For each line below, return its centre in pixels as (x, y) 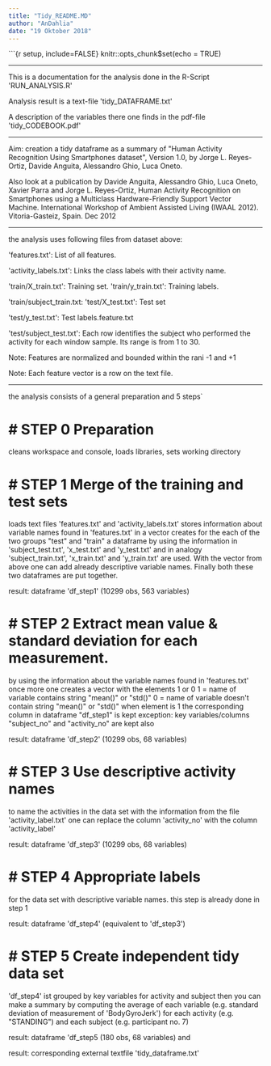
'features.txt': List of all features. (63, 255)
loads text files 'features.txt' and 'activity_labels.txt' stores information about (135, 524)
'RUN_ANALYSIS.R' (40, 86)
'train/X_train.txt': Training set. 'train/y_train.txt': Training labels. (114, 286)
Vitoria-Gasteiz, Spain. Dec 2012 (63, 216)
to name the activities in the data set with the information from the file (124, 812)
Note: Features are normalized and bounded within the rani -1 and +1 (122, 357)
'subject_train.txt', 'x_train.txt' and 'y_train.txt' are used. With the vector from (135, 558)
